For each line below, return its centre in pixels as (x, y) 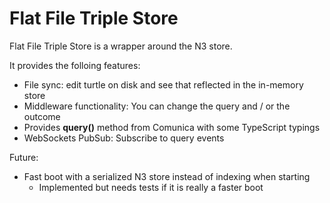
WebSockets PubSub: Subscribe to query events (124, 138)
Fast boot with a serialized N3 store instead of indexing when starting (167, 176)
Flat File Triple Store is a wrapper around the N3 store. (121, 46)
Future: (24, 157)
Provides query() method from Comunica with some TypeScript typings (172, 127)
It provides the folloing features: (75, 65)
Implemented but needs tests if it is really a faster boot (151, 187)
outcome (42, 116)
